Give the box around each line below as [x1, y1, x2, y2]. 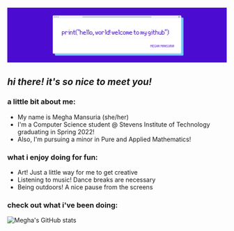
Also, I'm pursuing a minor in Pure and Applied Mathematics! [17, 135, 192, 143]
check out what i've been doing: [7, 200, 118, 209]
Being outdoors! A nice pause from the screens [17, 182, 153, 191]
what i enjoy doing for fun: [7, 152, 98, 162]
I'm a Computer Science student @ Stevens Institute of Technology [17, 120, 210, 129]
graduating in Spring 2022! [17, 127, 95, 136]
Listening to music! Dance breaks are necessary [17, 175, 156, 184]
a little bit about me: [7, 97, 76, 106]
